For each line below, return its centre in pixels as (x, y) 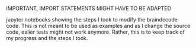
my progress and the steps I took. (47, 38)
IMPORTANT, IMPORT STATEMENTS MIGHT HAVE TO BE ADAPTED (89, 8)
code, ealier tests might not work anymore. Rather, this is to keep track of (96, 32)
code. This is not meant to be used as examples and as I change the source (98, 26)
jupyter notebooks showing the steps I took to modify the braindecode (92, 19)
